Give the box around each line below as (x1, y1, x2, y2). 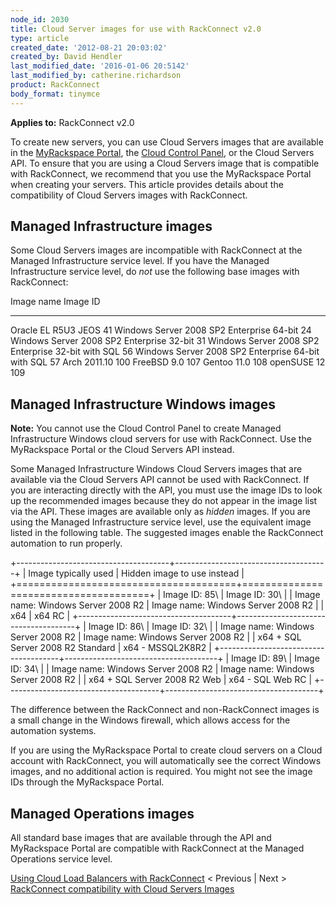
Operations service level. (10, 853, 113, 865)
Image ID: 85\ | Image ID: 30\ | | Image (163, 589, 321, 601)
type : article (10, 33, 70, 43)
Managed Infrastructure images (10, 218, 213, 235)
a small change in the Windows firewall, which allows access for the (10, 714, 291, 726)
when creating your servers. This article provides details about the (10, 178, 284, 190)
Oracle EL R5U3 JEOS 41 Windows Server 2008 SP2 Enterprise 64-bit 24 (10, 324, 312, 336)
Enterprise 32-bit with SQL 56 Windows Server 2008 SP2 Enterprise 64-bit (10, 346, 320, 358)
